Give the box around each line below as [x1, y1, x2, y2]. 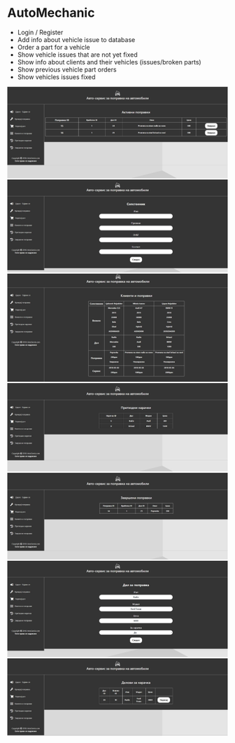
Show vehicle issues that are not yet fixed [17, 50, 138, 59]
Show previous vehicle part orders [17, 65, 117, 74]
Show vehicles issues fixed [17, 72, 96, 81]
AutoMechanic [7, 5, 95, 21]
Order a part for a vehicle [17, 43, 91, 51]
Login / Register [17, 28, 64, 36]
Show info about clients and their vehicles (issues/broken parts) [17, 57, 201, 66]
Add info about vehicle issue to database [17, 35, 136, 43]
